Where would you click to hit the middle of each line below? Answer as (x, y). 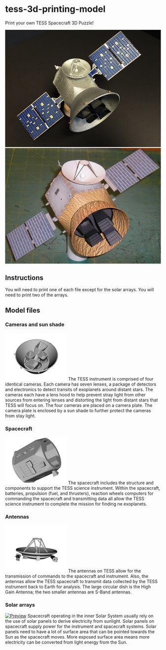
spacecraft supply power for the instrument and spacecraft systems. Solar (81, 626)
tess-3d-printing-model (55, 9)
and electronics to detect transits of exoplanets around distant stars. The (79, 389)
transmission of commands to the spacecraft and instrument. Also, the (77, 576)
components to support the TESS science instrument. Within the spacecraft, (83, 488)
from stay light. (21, 416)
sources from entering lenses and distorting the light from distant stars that (82, 400)
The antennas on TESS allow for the (104, 571)
